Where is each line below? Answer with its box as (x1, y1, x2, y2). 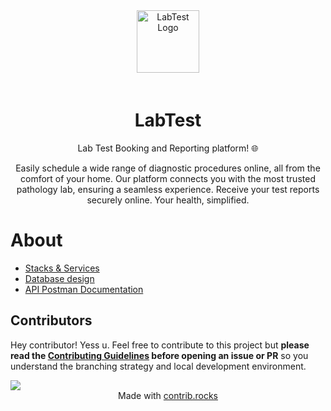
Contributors (10, 312, 93, 329)
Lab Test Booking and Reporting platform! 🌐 (77, 142, 259, 154)
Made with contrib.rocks (118, 389, 218, 401)
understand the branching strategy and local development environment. (10, 360, 307, 372)
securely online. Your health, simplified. (86, 194, 250, 206)
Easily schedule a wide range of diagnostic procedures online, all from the (15, 162, 321, 174)
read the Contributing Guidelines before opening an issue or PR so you (10, 349, 309, 361)
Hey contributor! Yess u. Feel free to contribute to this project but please (10, 339, 310, 351)
